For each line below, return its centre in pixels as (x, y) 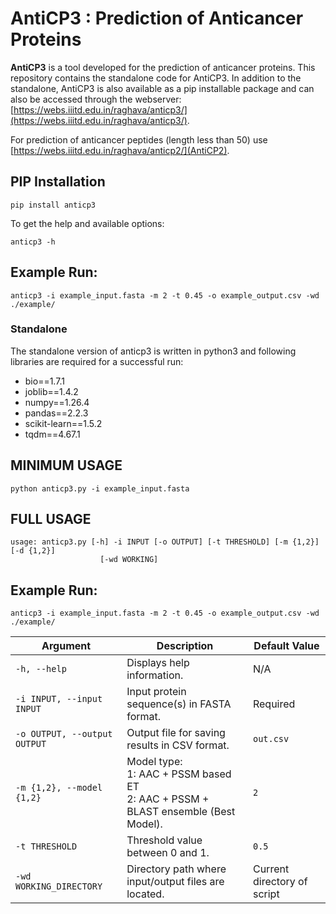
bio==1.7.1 (44, 381)
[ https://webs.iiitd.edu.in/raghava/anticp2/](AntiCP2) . (120, 150)
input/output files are (175, 882)
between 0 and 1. (168, 853)
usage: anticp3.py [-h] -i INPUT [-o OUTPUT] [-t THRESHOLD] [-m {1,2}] (165, 542)
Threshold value (164, 840)
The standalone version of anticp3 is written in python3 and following (153, 351)
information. (155, 675)
